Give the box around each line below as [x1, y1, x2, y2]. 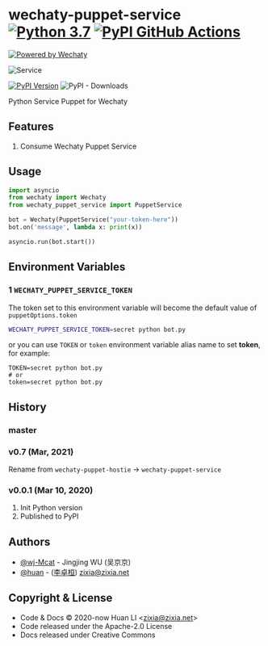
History [8, 400, 47, 413]
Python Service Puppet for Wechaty [8, 96, 128, 106]
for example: [8, 349, 51, 359]
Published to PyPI [19, 511, 79, 522]
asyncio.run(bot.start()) [8, 237, 95, 245]
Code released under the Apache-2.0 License [19, 621, 173, 631]
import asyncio [8, 186, 60, 195]
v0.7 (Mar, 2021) [8, 446, 74, 457]
